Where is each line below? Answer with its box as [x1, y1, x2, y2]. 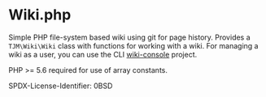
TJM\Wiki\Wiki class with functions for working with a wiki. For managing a [8, 40, 259, 50]
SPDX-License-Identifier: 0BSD [8, 81, 113, 91]
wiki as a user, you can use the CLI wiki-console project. [8, 49, 198, 59]
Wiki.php [8, 6, 72, 24]
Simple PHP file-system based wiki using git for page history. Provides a [8, 32, 251, 42]
